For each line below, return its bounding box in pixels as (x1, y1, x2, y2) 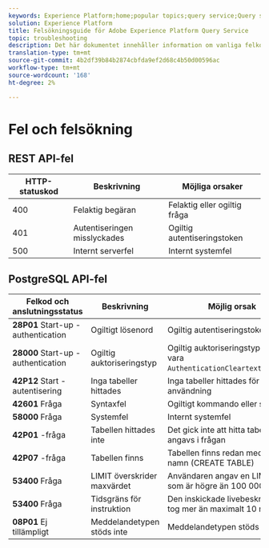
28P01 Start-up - (12, 319, 82, 330)
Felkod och (26, 296, 70, 307)
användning (167, 386, 212, 397)
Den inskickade (167, 494, 226, 505)
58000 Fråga (12, 411, 62, 422)
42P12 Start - (12, 375, 66, 386)
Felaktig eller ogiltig (167, 199, 242, 210)
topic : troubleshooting (8, 34, 88, 42)
